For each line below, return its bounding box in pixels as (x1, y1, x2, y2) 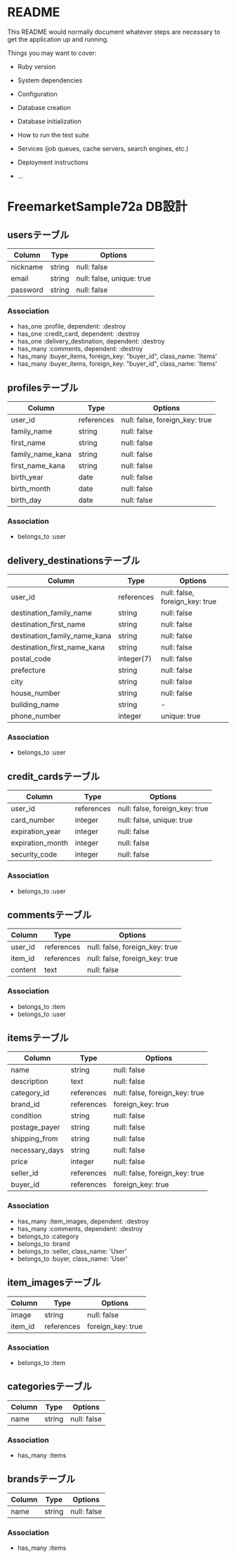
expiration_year (11, 826, 61, 836)
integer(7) (118, 654, 152, 664)
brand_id (11, 1099, 40, 1109)
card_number (11, 815, 55, 825)
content (11, 965, 37, 975)
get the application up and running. (7, 35, 109, 43)
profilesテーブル (7, 381, 79, 393)
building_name (11, 699, 60, 709)
